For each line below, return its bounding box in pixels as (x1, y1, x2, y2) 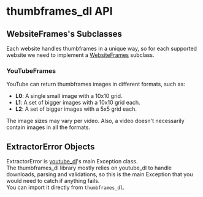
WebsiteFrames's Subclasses (6, 29, 123, 39)
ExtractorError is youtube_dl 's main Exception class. (6, 158, 138, 165)
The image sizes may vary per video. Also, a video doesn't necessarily (6, 117, 185, 125)
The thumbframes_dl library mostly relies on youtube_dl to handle (6, 164, 172, 172)
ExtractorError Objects (6, 141, 95, 152)
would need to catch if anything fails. (6, 177, 100, 185)
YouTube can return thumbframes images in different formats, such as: (6, 81, 185, 88)
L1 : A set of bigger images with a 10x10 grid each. (15, 99, 140, 106)
